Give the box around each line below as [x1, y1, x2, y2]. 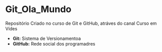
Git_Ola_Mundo [5, 4, 72, 15]
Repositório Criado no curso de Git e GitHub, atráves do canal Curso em [5, 20, 157, 26]
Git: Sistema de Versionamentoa [12, 35, 81, 41]
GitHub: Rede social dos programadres [12, 40, 96, 46]
